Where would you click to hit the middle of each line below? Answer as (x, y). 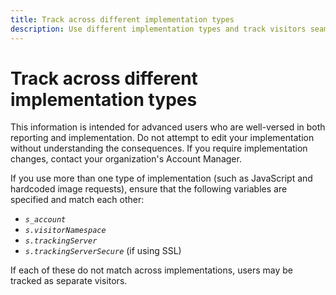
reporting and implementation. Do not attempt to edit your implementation (162, 138)
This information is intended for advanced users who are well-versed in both (168, 127)
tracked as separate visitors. (69, 281)
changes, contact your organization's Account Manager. (126, 159)
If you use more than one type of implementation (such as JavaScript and (161, 178)
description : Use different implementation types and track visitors (158, 29)
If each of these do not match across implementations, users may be (152, 270)
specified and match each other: (77, 200)
